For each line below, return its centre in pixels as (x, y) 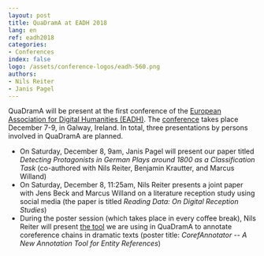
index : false (30, 60)
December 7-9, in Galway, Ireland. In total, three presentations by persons (128, 128)
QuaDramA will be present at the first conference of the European (115, 111)
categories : (28, 45)
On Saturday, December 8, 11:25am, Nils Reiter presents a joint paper (131, 185)
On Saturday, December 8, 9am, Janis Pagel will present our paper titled (137, 151)
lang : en (22, 30)
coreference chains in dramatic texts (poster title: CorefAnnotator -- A (133, 235)
